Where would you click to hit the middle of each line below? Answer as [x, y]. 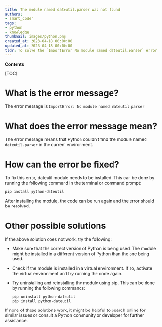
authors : [14, 14]
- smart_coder [19, 18]
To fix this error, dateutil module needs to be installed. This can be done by [80, 178]
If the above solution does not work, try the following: [58, 239]
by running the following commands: [49, 288]
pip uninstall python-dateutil [44, 297]
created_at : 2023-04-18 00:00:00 [39, 41]
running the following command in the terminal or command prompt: [73, 183]
